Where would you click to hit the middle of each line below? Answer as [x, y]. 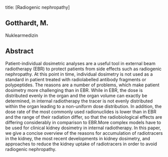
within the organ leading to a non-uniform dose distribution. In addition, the [83, 106]
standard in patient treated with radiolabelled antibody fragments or [76, 79]
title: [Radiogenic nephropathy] [37, 7]
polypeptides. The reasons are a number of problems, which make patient [82, 85]
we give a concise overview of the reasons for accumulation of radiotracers [84, 133]
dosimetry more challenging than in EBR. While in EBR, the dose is [74, 90]
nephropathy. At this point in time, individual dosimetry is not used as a [79, 74]
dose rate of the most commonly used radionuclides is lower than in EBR [81, 112]
